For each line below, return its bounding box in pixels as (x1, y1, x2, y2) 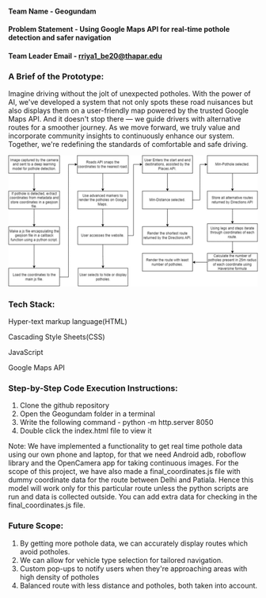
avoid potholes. (19, 546, 70, 556)
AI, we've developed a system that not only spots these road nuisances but (8, 98, 253, 107)
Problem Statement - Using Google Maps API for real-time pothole (8, 25, 230, 34)
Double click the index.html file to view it (19, 426, 152, 436)
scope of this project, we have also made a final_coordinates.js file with (8, 467, 241, 476)
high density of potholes (19, 572, 100, 581)
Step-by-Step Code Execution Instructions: (8, 383, 178, 394)
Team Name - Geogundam (8, 6, 97, 16)
